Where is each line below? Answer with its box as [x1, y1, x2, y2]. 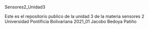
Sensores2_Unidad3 [4, 4, 45, 10]
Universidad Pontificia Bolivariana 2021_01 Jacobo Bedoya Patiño [4, 19, 137, 24]
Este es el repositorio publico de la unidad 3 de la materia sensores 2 [4, 14, 145, 19]
